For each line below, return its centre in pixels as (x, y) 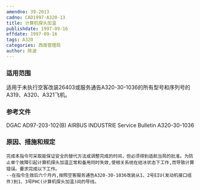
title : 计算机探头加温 (31, 23)
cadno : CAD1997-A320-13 (36, 17)
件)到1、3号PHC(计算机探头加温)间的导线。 (53, 182)
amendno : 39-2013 (28, 12)
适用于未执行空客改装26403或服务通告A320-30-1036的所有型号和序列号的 (98, 87)
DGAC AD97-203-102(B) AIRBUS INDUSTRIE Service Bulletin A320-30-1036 (100, 125)
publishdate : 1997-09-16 (37, 29)
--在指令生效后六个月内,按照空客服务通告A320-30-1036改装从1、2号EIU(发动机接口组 (99, 175)
